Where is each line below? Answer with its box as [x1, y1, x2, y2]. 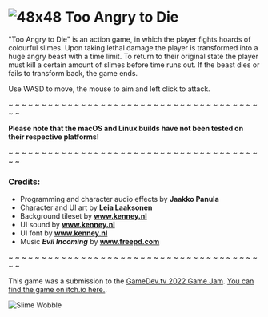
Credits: [8, 176, 41, 187]
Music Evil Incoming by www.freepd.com [19, 237, 160, 247]
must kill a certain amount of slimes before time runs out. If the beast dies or [8, 60, 260, 70]
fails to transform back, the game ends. [8, 68, 138, 78]
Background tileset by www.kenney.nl [19, 211, 148, 221]
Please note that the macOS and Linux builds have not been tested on [8, 123, 244, 133]
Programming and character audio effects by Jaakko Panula [19, 195, 220, 204]
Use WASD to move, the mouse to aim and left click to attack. [8, 84, 210, 94]
